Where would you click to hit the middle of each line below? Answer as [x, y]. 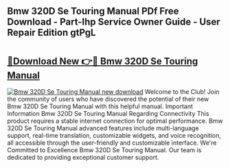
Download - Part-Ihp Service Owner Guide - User [114, 22]
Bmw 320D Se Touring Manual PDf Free [93, 11]
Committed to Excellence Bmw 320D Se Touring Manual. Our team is [104, 150]
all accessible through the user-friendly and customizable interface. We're [112, 143]
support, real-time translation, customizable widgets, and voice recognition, [114, 135]
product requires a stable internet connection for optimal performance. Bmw [115, 121]
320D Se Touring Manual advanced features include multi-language [103, 128]
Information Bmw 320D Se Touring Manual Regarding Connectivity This [108, 113]
